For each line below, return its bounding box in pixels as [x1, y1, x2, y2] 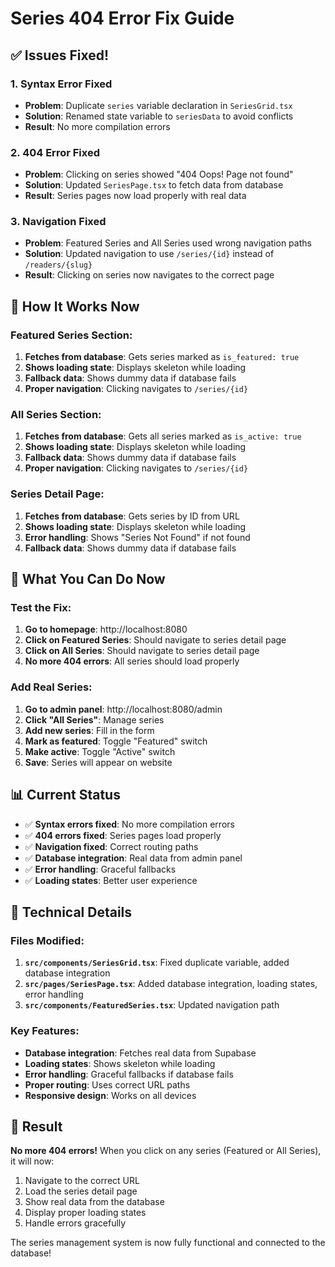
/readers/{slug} [24, 260, 93, 271]
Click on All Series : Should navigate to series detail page [24, 645, 260, 657]
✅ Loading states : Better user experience [24, 874, 198, 886]
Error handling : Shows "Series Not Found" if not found [24, 531, 251, 543]
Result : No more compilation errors [24, 120, 171, 132]
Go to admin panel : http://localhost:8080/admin [24, 703, 223, 715]
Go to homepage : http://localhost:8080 [24, 623, 188, 636]
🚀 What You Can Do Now [10, 571, 166, 588]
